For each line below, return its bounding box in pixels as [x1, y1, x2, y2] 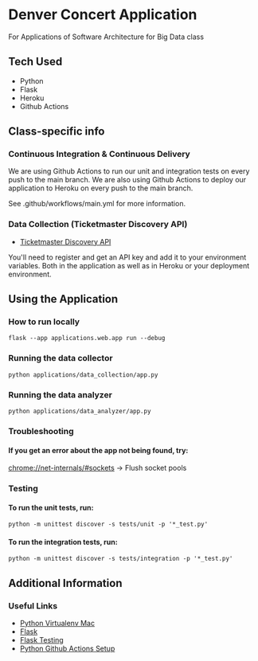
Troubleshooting [8, 425, 74, 436]
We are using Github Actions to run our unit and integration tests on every [8, 166, 250, 176]
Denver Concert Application [8, 6, 197, 24]
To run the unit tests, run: [8, 503, 94, 512]
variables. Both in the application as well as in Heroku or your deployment [8, 260, 250, 270]
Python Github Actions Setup [19, 643, 115, 654]
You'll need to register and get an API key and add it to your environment [8, 252, 247, 262]
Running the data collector [8, 353, 113, 364]
